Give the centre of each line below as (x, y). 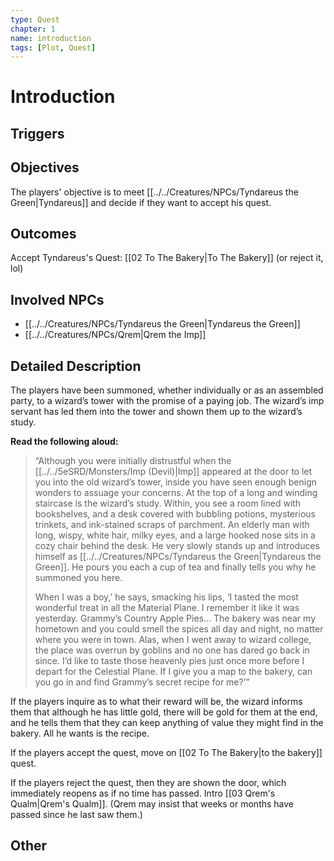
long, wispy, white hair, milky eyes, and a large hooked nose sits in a (175, 535)
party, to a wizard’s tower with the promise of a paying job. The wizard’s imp (167, 401)
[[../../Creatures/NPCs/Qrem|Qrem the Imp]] (115, 335)
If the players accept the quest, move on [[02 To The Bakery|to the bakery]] (166, 753)
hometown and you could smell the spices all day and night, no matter (179, 629)
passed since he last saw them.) (76, 815)
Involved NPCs (57, 299)
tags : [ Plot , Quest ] (53, 47)
